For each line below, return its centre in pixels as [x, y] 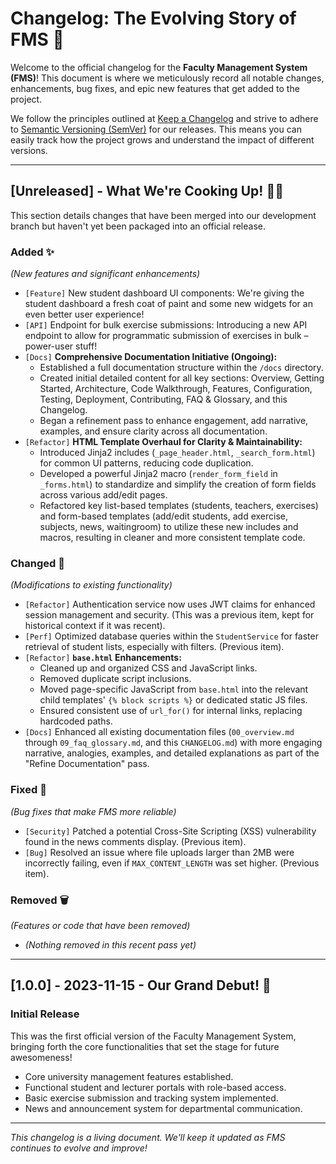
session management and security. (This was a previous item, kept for [169, 615]
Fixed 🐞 [28, 790]
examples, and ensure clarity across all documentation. [153, 431]
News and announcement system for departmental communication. [163, 1108]
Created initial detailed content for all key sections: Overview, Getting [182, 378]
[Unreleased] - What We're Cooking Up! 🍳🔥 [147, 191]
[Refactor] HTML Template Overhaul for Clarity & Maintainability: [163, 442]
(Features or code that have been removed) [100, 925]
